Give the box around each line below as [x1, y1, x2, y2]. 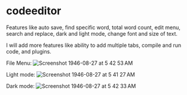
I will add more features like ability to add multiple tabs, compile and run [6, 42, 182, 49]
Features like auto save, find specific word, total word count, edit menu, [6, 24, 180, 31]
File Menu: [6, 59, 32, 66]
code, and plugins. [6, 47, 51, 55]
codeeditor [6, 4, 62, 18]
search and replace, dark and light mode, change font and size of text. [6, 30, 178, 37]
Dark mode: [6, 82, 35, 90]
